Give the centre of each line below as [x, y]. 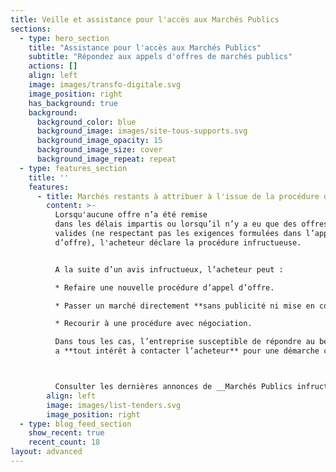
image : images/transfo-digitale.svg [105, 85]
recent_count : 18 [64, 442]
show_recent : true [66, 433]
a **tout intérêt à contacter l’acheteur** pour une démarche [187, 351]
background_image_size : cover [99, 150]
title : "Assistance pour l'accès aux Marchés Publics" [145, 47]
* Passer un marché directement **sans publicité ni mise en [184, 306]
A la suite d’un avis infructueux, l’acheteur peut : [169, 269]
